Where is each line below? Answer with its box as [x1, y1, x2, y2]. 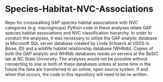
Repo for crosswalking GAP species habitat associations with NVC [5, 20, 138, 25]
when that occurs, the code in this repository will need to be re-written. [5, 71, 148, 77]
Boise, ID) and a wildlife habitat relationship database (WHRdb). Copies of [5, 45, 154, 51]
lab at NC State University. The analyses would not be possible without [5, 56, 148, 61]
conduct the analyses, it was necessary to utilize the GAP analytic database [5, 35, 157, 41]
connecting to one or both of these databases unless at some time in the [5, 61, 151, 67]
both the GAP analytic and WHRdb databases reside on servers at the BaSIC [5, 50, 159, 57]
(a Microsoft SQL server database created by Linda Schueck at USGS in [5, 40, 150, 46]
